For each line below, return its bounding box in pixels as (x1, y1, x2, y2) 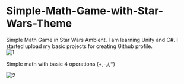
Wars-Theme (6, 17, 72, 30)
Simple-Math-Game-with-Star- (6, 4, 163, 18)
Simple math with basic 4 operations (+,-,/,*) (6, 60, 116, 67)
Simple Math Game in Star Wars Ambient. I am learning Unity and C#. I (6, 36, 178, 43)
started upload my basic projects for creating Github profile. (6, 43, 153, 50)
